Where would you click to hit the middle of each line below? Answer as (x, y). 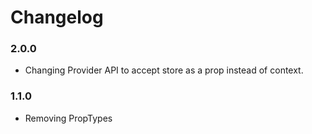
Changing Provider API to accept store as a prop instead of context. (164, 70)
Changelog (57, 17)
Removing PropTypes (68, 118)
